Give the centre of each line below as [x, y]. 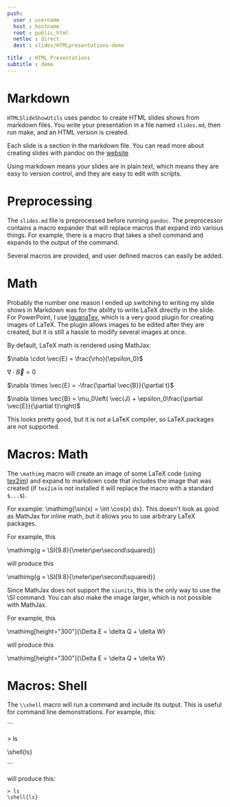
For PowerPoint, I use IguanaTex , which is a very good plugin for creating [111, 317]
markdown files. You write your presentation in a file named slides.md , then [114, 125]
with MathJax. [27, 605]
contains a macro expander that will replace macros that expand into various [115, 227]
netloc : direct [36, 39]
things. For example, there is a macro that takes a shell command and [105, 235]
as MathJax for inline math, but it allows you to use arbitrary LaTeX [101, 516]
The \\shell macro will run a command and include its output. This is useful [114, 705]
